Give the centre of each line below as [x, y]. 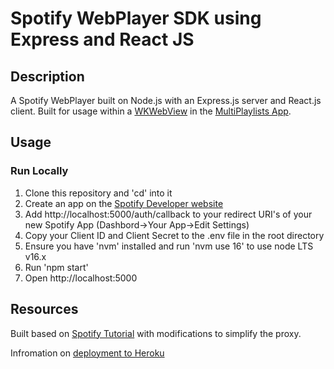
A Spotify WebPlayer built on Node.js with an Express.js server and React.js [166, 100]
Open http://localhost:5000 [81, 278]
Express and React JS [102, 39]
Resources [44, 309]
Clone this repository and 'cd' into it [98, 193]
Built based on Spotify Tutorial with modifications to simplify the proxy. [156, 333]
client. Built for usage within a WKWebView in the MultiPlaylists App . [151, 111]
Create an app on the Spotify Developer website [124, 203]
